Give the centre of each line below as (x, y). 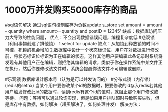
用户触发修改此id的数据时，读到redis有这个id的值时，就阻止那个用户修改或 (82, 92)
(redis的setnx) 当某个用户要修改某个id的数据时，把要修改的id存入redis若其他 (84, 85)
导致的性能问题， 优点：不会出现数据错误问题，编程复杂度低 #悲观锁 (84, 37)
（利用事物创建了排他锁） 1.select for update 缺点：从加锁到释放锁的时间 (80, 43)
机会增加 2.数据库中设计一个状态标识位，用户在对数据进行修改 (95, 50)
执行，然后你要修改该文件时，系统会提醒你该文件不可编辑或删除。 (77, 68)
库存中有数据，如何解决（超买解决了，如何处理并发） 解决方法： (76, 104)
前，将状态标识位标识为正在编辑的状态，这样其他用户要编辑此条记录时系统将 (84, 56)
